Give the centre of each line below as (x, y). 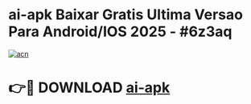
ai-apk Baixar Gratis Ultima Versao (126, 15)
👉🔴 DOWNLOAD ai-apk (89, 88)
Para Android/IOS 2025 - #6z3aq (120, 32)
